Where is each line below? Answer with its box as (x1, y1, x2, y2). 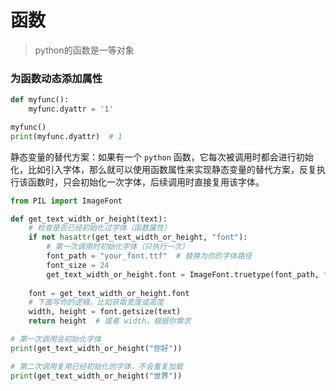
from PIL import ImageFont (10, 196, 123, 206)
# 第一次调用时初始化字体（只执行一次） (46, 242, 190, 252)
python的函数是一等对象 (34, 44, 135, 56)
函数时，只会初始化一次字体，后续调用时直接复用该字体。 (27, 176, 265, 188)
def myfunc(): (10, 95, 70, 105)
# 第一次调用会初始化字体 (10, 334, 102, 345)
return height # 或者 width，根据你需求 (28, 316, 192, 326)
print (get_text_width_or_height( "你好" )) (10, 343, 183, 353)
